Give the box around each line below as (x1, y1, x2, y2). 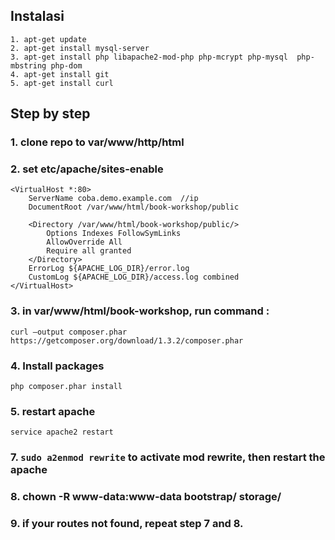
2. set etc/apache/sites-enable (10, 162, 164, 176)
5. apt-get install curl (10, 78, 114, 88)
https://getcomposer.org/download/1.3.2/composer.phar (10, 335, 244, 346)
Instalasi (10, 8, 65, 25)
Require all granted (46, 246, 132, 256)
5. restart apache (10, 404, 96, 418)
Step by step (10, 105, 91, 123)
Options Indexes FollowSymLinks (46, 229, 182, 239)
